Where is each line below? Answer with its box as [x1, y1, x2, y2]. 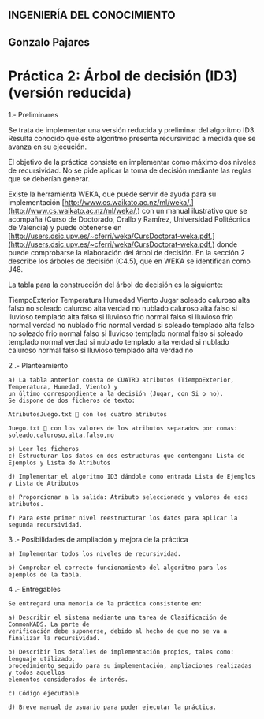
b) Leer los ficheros [8, 445, 80, 453]
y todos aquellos [8, 669, 65, 676]
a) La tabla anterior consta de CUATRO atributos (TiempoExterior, [8, 376, 235, 384]
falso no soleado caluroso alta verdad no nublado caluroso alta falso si [8, 304, 238, 313]
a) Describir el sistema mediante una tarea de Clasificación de [8, 613, 227, 621]
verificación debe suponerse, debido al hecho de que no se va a [8, 627, 227, 635]
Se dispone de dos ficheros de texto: [8, 397, 136, 404]
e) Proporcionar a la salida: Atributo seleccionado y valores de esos [8, 493, 248, 501]
